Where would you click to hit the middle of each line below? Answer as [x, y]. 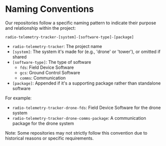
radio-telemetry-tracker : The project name [57, 46]
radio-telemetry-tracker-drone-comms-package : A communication [79, 118]
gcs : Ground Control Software [50, 72]
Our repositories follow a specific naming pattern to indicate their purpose [81, 23]
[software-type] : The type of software [52, 62]
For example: [19, 98]
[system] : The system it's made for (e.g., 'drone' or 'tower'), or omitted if [86, 51]
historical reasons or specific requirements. [50, 138]
